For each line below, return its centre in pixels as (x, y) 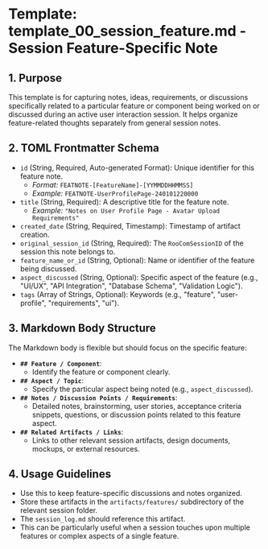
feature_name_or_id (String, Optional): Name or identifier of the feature (137, 260)
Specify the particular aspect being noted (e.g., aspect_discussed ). (142, 389)
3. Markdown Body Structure (82, 328)
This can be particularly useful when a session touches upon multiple (135, 527)
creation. (35, 234)
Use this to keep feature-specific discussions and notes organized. (131, 493)
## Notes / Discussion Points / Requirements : (99, 397)
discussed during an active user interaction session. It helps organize (123, 114)
